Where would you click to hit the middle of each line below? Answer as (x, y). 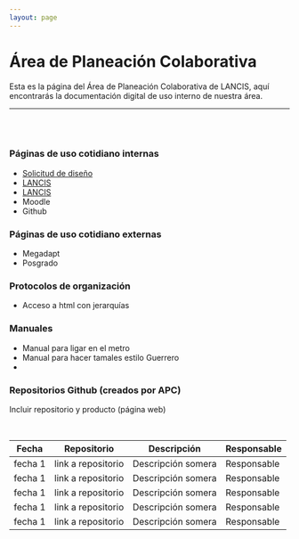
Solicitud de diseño (57, 173)
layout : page (33, 17)
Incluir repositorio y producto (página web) (88, 410)
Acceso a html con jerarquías (76, 306)
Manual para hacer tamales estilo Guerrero (101, 357)
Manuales (31, 329)
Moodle (36, 201)
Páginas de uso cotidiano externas (85, 234)
